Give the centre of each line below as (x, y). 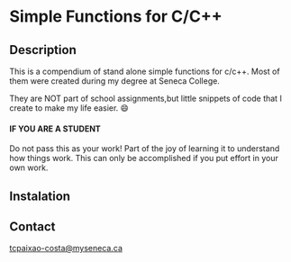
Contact (32, 226)
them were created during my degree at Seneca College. (115, 81)
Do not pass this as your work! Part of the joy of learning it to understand (145, 149)
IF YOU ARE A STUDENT (55, 129)
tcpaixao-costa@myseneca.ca (66, 248)
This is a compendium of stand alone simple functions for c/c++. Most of (145, 71)
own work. (29, 167)
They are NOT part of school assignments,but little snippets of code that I (145, 98)
